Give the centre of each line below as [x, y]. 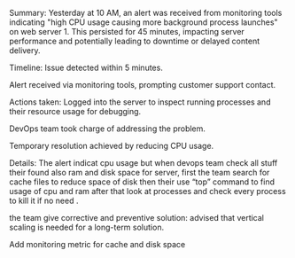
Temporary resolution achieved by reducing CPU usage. [112, 146]
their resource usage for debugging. [75, 111]
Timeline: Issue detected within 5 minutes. [86, 67]
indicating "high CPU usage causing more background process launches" [144, 22]
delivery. [25, 51]
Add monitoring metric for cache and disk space [97, 244]
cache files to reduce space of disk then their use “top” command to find [142, 182]
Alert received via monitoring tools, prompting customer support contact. [143, 85]
